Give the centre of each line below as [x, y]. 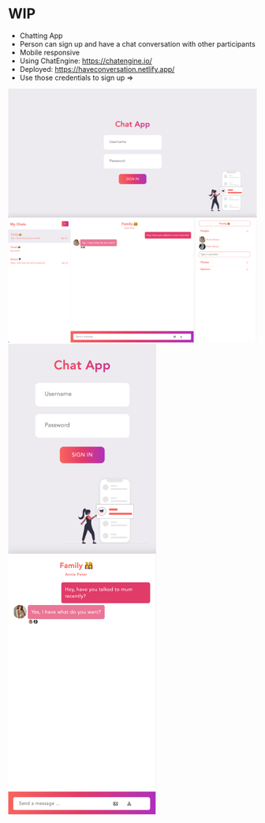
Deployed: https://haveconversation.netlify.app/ [97, 69]
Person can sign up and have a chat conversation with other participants [138, 43]
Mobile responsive [50, 52]
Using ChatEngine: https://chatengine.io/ [86, 61]
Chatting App [41, 36]
